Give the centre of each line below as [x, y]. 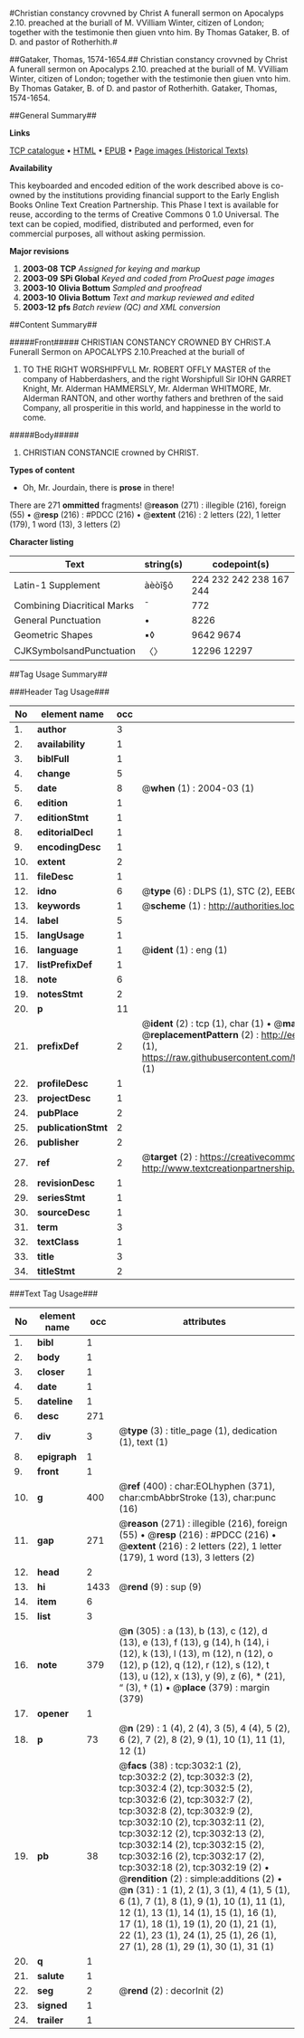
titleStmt [56, 1271]
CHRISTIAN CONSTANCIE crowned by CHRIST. [110, 452]
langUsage [61, 935]
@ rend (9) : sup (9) [160, 1587]
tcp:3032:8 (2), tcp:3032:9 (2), [186, 1811]
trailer [51, 2020]
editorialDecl [65, 832]
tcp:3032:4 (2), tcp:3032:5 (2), [186, 1788]
